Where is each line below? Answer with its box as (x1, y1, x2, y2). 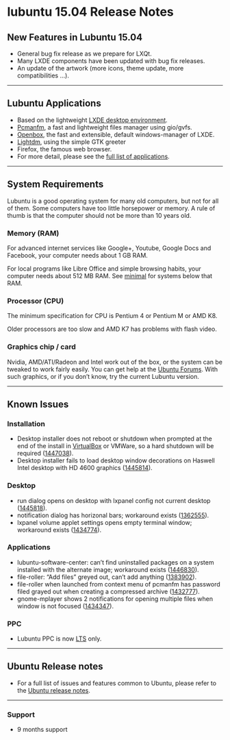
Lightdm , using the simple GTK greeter (16, 138, 127, 146)
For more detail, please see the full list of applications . (16, 152, 170, 160)
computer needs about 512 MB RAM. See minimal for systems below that (7, 271, 213, 280)
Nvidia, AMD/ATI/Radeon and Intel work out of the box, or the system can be (7, 358, 222, 366)
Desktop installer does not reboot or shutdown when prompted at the (16, 434, 212, 443)
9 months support (16, 726, 68, 734)
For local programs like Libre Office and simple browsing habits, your (7, 264, 201, 273)
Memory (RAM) (7, 228, 60, 238)
